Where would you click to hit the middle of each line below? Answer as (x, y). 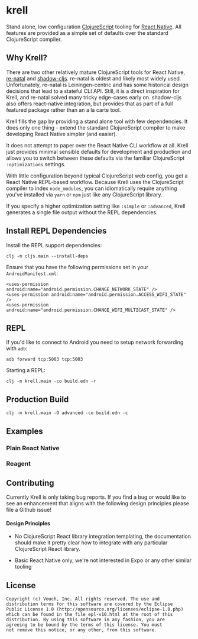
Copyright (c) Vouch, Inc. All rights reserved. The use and (83, 599)
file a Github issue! (29, 510)
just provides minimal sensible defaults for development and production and (99, 151)
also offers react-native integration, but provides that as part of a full (90, 104)
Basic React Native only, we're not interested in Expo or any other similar (103, 560)
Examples (25, 431)
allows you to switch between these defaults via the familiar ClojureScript (95, 158)
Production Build (38, 399)
